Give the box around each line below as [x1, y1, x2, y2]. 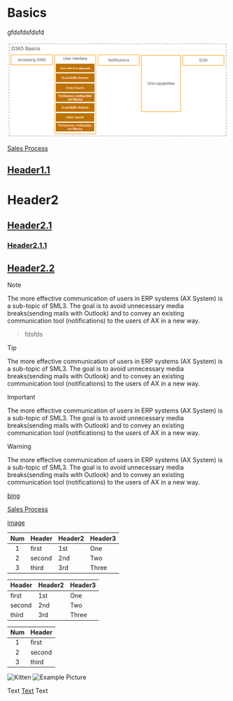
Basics [7, 5, 47, 21]
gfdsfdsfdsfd [7, 28, 45, 36]
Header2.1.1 [7, 241, 47, 251]
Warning [7, 442, 31, 451]
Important [7, 393, 36, 401]
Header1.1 [7, 164, 51, 176]
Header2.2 [7, 262, 55, 274]
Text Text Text [7, 686, 48, 695]
